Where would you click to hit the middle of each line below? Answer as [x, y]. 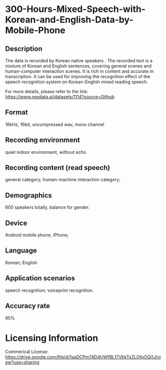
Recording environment [43, 140]
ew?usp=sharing [22, 363]
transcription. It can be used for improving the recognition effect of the [78, 76]
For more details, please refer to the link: [47, 91]
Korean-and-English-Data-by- [69, 20]
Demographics [29, 195]
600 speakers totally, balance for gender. [47, 207]
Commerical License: [27, 352]
